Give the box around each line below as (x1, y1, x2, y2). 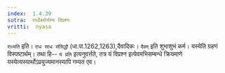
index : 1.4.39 (7, 10, 52, 17)
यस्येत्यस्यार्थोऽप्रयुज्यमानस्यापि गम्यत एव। (7, 58, 97, 66)
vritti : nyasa (7, 23, 52, 30)
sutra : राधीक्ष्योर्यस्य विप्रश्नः (7, 17, 71, 24)
